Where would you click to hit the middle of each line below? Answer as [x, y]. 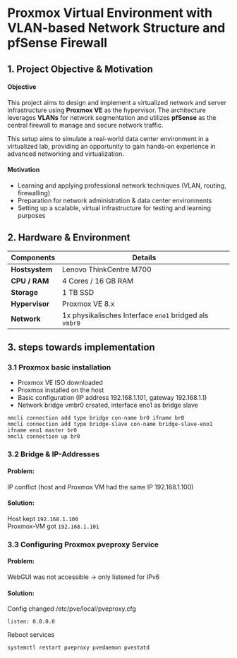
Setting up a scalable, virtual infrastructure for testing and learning [114, 208]
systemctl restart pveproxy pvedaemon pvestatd [79, 648]
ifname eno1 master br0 [42, 431]
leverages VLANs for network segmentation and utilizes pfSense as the [112, 117]
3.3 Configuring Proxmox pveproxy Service [83, 544]
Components [33, 257]
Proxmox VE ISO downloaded [60, 383]
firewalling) [34, 193]
